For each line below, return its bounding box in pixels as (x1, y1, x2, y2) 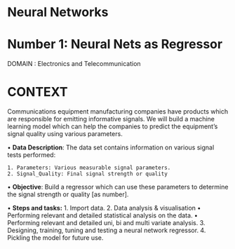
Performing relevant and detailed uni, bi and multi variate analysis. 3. (7, 219, 206, 227)
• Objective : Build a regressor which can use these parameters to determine (7, 183, 229, 191)
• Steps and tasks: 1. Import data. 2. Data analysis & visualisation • (7, 204, 201, 213)
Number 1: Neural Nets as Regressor (7, 36, 223, 53)
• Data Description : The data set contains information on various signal (7, 143, 215, 152)
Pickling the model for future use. (7, 234, 104, 242)
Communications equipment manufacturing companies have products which (7, 107, 229, 116)
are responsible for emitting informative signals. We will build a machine (7, 115, 215, 123)
